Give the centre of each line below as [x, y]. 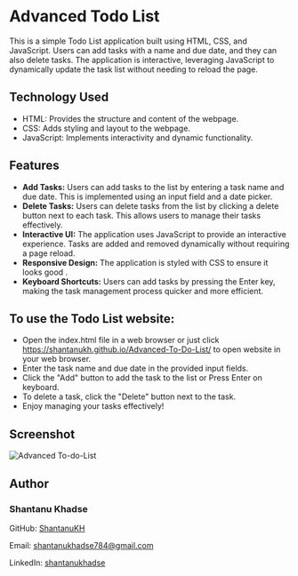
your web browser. [56, 359]
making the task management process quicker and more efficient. [143, 291]
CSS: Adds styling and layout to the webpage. [106, 128]
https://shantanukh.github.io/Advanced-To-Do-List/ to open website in [151, 349]
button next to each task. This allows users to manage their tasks [141, 215]
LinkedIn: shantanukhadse [57, 563]
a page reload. [48, 253]
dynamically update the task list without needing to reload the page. [133, 69]
